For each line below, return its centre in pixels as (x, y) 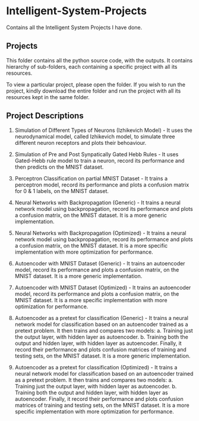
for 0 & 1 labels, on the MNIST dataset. (61, 191)
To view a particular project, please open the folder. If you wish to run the (96, 84)
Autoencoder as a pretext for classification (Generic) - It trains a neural (102, 318)
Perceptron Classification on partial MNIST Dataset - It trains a (91, 178)
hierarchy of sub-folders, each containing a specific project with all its (92, 67)
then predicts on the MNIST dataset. (59, 167)
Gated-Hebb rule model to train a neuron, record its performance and (99, 160)
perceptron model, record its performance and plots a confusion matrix (102, 185)
